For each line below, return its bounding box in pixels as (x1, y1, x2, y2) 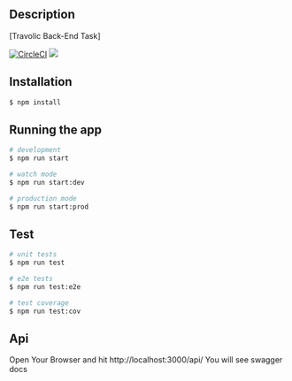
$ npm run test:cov (9, 307, 81, 316)
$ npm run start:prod (9, 202, 89, 211)
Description (9, 7, 75, 22)
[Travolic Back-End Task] (9, 30, 101, 41)
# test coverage (9, 298, 69, 308)
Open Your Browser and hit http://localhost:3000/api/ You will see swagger (9, 354, 283, 365)
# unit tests (9, 250, 58, 259)
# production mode (9, 194, 77, 202)
